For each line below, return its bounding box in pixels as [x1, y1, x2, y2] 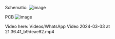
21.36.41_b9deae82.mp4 [5, 29, 55, 34]
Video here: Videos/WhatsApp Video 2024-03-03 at [5, 23, 110, 29]
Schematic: [5, 5, 28, 10]
